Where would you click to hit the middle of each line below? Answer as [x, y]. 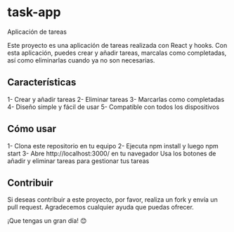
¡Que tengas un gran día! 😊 [47, 221]
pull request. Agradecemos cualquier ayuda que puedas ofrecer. [101, 207]
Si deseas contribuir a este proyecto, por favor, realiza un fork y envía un [112, 200]
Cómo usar [32, 129]
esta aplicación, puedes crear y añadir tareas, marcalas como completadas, [117, 53]
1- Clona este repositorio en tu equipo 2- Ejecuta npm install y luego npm [113, 146]
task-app [34, 12]
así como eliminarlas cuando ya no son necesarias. [81, 60]
